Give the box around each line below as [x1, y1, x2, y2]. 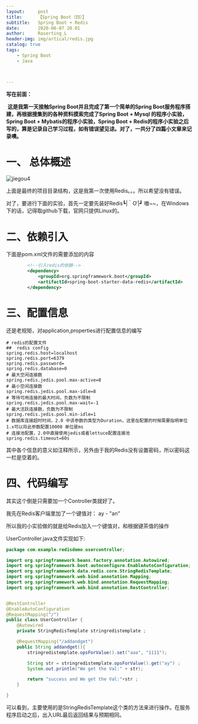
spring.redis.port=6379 [6, 355, 65, 361]
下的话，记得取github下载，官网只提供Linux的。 [6, 207, 123, 214]
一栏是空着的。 [6, 454, 42, 461]
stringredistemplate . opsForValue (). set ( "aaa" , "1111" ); [27, 650, 167, 656]
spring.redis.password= [6, 361, 65, 366]
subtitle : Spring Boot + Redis [6, 19, 88, 25]
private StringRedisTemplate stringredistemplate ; [16, 628, 146, 634]
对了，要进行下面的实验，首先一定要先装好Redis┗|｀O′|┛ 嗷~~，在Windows [6, 200, 189, 207]
